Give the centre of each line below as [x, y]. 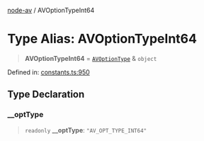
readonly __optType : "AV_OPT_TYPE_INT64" [86, 130]
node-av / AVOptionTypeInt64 [51, 10]
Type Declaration [46, 95]
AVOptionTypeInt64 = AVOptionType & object [91, 58]
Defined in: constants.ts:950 [49, 72]
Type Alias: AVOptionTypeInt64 [102, 39]
